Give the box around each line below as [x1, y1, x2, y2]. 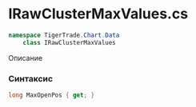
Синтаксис [8, 73, 54, 84]
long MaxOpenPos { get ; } [8, 91, 94, 99]
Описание [8, 53, 42, 62]
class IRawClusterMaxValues [22, 38, 116, 46]
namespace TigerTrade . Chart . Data [8, 31, 120, 39]
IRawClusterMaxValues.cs [8, 5, 189, 23]
